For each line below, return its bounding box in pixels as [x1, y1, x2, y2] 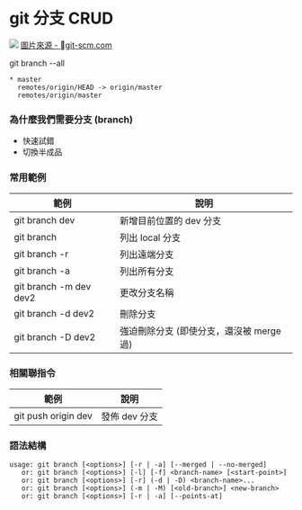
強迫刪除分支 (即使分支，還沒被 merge [120, 325, 281, 337]
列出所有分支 [120, 264, 174, 277]
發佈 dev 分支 [101, 410, 158, 423]
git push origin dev [13, 409, 93, 422]
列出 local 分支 [120, 231, 182, 244]
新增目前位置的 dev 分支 [120, 214, 222, 227]
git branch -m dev [13, 280, 92, 292]
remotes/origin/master [17, 91, 102, 100]
